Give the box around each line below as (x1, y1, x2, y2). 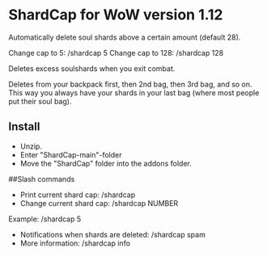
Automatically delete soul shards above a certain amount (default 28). (8, 32, 241, 42)
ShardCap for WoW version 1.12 (8, 6, 223, 24)
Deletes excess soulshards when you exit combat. (8, 63, 176, 73)
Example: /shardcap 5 (8, 214, 82, 224)
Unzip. (19, 141, 43, 151)
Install (8, 120, 40, 134)
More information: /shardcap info (19, 238, 131, 248)
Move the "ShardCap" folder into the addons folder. (19, 158, 192, 168)
